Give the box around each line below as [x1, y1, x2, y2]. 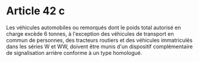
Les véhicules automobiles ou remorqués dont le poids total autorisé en [6, 24, 181, 31]
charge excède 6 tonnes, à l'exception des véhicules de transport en [6, 30, 174, 37]
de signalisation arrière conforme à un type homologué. [6, 49, 143, 56]
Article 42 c [6, 4, 65, 18]
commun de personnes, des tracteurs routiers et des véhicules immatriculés [6, 36, 193, 44]
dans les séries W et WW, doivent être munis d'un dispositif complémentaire [6, 43, 193, 50]
